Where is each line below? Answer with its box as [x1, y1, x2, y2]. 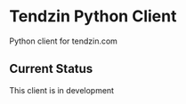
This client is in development [9, 84, 114, 95]
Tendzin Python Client [9, 6, 177, 27]
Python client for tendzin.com [9, 36, 118, 46]
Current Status [9, 61, 93, 76]
